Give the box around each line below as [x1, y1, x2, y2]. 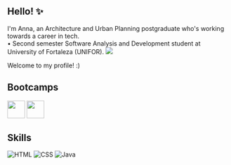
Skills [7, 132, 32, 144]
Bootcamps [7, 81, 59, 93]
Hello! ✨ [7, 6, 44, 18]
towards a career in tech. [7, 32, 79, 40]
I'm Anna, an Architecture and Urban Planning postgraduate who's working [7, 24, 225, 32]
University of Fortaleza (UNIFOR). [7, 47, 104, 55]
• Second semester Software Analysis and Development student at [7, 39, 202, 48]
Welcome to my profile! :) [7, 61, 81, 70]
